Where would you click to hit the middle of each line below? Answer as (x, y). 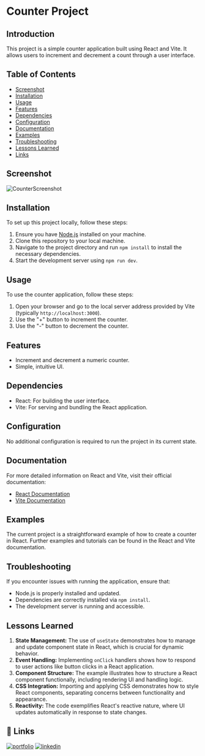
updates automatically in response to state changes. (81, 712)
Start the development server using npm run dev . (76, 260)
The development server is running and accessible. (80, 606)
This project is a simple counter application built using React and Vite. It (97, 48)
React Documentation (43, 494)
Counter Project (47, 11)
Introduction (31, 34)
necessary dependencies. (48, 254)
